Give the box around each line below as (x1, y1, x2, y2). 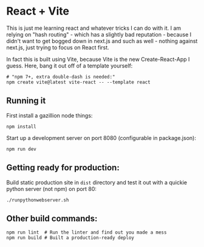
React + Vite (6, 4, 70, 18)
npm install (6, 123, 36, 130)
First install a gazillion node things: (6, 111, 93, 119)
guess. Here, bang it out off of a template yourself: (6, 62, 133, 69)
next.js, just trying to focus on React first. (6, 44, 109, 51)
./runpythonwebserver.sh (6, 197, 69, 203)
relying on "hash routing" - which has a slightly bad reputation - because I (6, 30, 192, 38)
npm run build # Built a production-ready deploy (6, 235, 135, 241)
